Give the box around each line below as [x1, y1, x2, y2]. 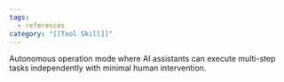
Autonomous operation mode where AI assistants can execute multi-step [9, 54, 276, 64]
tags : [9, 12, 29, 22]
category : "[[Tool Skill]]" [9, 29, 114, 38]
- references [17, 21, 66, 30]
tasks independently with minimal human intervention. [9, 63, 207, 73]
